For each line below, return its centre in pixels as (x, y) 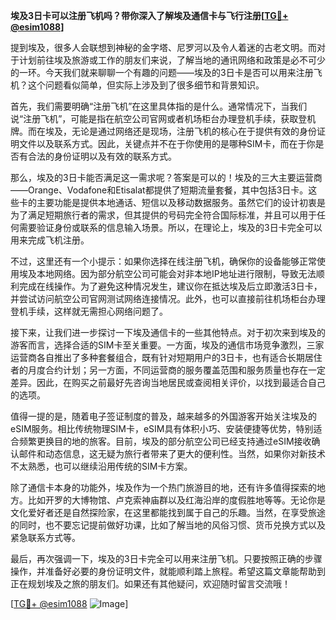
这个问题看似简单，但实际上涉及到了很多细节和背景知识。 (146, 85)
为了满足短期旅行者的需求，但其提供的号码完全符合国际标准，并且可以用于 (163, 215)
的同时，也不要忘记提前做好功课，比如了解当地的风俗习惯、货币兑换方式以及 (168, 525)
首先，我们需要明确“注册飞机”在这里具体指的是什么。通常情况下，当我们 (159, 106)
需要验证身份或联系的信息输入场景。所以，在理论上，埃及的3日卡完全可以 (170, 227)
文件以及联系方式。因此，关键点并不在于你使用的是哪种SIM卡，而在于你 (167, 143)
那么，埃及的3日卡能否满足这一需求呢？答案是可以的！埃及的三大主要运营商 (166, 177)
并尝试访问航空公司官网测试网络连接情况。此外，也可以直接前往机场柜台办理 (168, 298)
